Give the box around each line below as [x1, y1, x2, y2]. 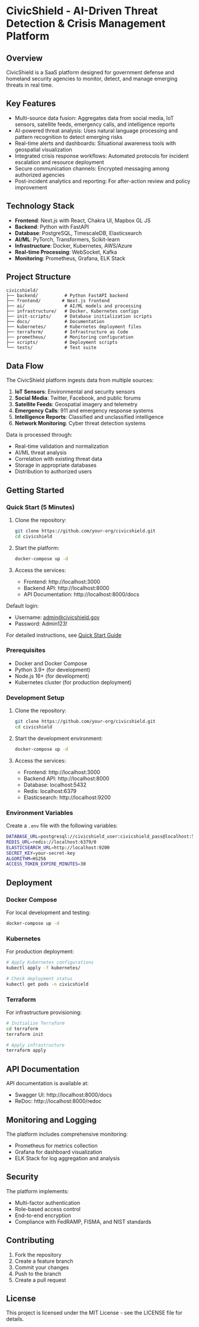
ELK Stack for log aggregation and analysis [14, 1154, 120, 1162]
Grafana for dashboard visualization [14, 1148, 102, 1155]
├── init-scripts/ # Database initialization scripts [6, 314, 152, 320]
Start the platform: [14, 544, 60, 551]
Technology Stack [6, 201, 75, 211]
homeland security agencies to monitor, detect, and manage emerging [6, 75, 178, 82]
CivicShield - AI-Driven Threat [6, 4, 158, 18]
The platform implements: [6, 1187, 69, 1195]
